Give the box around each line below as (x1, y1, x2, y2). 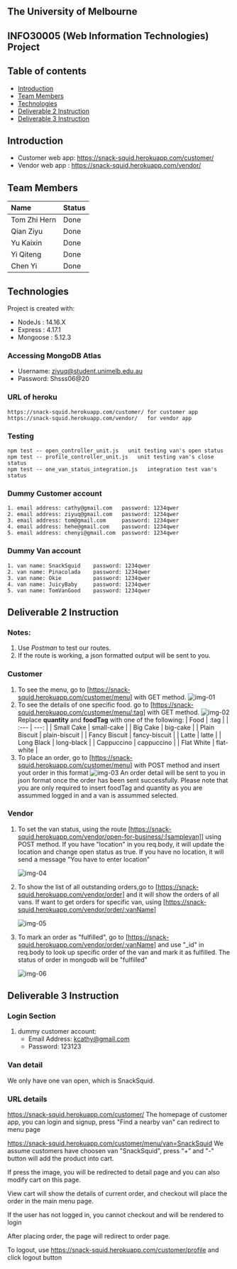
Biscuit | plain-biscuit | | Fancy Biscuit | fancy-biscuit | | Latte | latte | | (17, 730, 221, 739)
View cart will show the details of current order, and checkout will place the (7, 1189, 228, 1198)
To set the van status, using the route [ (17, 825, 131, 833)
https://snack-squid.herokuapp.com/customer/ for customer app (7, 408, 199, 415)
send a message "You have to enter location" (17, 855, 150, 863)
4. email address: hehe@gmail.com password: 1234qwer (7, 523, 180, 530)
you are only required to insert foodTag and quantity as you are (17, 783, 203, 792)
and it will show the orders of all (126, 890, 220, 899)
